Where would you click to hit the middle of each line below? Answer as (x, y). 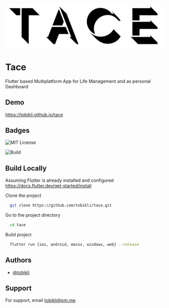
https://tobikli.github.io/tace (34, 115)
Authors (18, 260)
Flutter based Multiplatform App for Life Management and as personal (78, 81)
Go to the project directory (33, 215)
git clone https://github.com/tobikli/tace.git (61, 206)
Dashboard (17, 86)
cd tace (18, 225)
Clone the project (23, 195)
